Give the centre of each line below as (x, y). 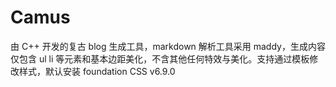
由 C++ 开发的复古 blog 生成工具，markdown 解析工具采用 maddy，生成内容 (168, 46)
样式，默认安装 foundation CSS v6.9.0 (97, 71)
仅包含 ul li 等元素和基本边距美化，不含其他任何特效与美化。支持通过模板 (160, 58)
